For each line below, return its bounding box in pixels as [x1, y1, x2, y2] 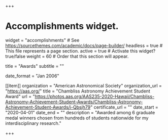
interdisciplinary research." [5, 120, 62, 126]
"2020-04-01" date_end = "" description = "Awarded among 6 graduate [5, 109, 155, 115]
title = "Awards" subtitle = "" [5, 63, 64, 69]
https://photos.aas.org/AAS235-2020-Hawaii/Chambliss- [35, 93, 155, 99]
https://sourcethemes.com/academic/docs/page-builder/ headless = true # [5, 42, 163, 49]
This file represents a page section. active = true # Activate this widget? [5, 48, 156, 54]
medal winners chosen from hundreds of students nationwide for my [5, 115, 149, 121]
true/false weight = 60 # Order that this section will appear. [5, 53, 129, 59]
